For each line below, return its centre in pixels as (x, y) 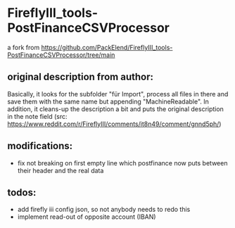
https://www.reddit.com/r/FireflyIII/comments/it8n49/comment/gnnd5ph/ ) (114, 124)
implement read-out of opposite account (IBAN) (87, 217)
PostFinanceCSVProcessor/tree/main (61, 55)
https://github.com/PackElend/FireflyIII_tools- (107, 47)
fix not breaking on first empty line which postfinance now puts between (122, 163)
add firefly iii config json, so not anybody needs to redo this (104, 210)
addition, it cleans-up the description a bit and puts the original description (115, 109)
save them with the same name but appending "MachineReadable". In (108, 101)
